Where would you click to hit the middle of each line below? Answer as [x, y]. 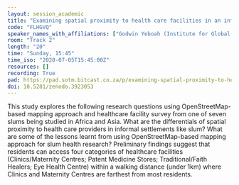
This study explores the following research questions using [94, 106]
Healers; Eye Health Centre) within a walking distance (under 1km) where [115, 167]
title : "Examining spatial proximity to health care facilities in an [114, 21]
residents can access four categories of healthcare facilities [95, 152]
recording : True [31, 73]
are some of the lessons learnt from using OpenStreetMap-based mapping [117, 137]
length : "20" [27, 47]
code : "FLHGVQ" [30, 27]
